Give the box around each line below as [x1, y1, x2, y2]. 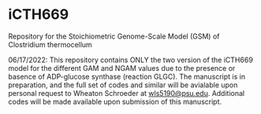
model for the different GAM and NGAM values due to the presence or [8, 63, 236, 72]
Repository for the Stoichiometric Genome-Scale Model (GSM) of [8, 31, 220, 41]
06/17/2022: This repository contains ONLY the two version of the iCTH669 [8, 55, 254, 64]
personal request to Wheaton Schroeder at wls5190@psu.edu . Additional [8, 88, 245, 97]
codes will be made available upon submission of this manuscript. [8, 97, 222, 106]
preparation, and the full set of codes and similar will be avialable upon [8, 80, 238, 90]
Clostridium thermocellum [8, 39, 92, 49]
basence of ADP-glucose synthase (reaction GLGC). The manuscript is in [8, 72, 246, 81]
